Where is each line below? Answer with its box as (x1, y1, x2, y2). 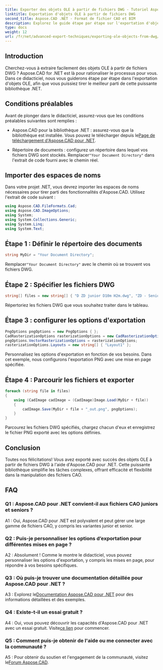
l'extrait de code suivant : (5, 195, 56, 200)
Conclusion (5, 443, 41, 452)
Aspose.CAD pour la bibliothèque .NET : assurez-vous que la (12, 127, 134, 133)
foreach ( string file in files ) (5, 389, 70, 393)
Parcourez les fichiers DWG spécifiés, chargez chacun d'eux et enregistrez (5, 425, 155, 430)
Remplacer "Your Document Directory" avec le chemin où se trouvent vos (5, 261, 150, 267)
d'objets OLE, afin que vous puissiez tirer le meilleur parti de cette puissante (5, 81, 157, 86)
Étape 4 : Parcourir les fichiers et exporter (5, 376, 134, 384)
